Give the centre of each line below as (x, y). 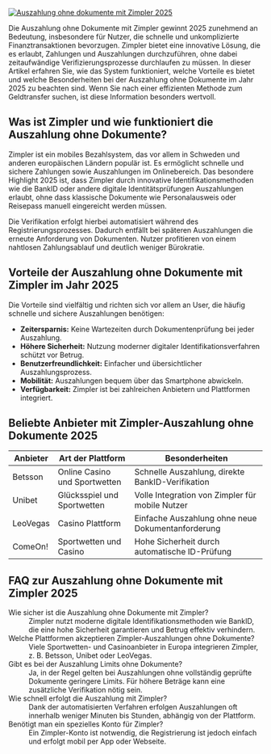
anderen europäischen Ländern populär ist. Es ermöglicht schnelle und (126, 162)
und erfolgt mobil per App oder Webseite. (98, 741)
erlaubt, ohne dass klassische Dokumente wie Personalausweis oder (122, 197)
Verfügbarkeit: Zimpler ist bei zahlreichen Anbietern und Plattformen (135, 389)
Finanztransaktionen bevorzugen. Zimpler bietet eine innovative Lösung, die (134, 45)
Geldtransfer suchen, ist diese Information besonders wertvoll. (112, 97)
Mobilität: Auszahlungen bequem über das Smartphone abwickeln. (131, 381)
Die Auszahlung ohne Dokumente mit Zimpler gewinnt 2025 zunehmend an (133, 28)
